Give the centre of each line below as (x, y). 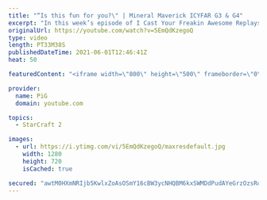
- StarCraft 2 (39, 125)
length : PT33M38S (37, 45)
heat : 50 (23, 60)
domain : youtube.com (49, 103)
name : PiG (31, 96)
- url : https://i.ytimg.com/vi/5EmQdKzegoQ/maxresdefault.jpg (120, 147)
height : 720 (42, 161)
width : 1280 (42, 154)
